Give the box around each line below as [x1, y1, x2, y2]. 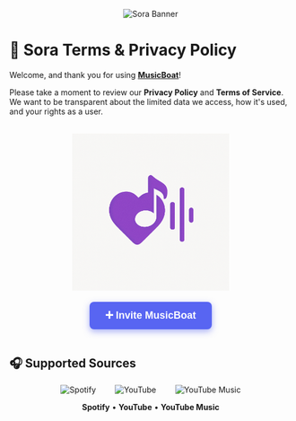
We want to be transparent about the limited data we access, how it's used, [9, 96, 288, 107]
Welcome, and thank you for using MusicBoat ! [9, 69, 182, 80]
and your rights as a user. [9, 106, 103, 117]
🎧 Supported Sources [9, 355, 136, 372]
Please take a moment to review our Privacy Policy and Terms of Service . [9, 86, 284, 98]
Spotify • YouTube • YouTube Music [82, 401, 220, 412]
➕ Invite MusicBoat [105, 309, 196, 321]
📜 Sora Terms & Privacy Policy [9, 40, 238, 60]
